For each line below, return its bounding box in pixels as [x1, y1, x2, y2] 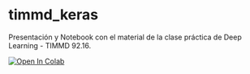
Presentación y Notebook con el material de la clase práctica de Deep [8, 32, 242, 42]
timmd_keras [8, 6, 99, 24]
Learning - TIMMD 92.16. [8, 40, 92, 50]
